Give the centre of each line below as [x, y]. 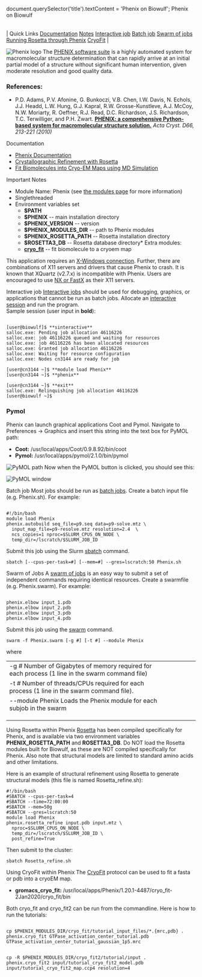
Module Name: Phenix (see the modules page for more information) [99, 191]
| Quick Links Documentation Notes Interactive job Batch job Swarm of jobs [99, 34]
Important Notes [26, 180]
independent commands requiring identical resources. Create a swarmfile [97, 580]
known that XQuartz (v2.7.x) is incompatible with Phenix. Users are [89, 274]
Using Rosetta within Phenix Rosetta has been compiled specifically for [94, 729]
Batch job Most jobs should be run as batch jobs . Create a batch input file [97, 490]
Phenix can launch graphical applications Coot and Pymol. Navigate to [93, 424]
